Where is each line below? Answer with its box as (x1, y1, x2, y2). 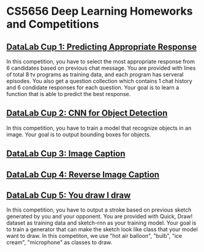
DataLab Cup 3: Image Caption (6, 149, 126, 159)
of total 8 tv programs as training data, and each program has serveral (6, 71, 184, 78)
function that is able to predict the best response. (6, 91, 131, 97)
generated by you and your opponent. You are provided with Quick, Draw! (6, 213, 193, 220)
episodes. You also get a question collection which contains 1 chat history (6, 78, 193, 84)
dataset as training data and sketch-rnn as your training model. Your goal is (6, 219, 197, 227)
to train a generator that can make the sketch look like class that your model (6, 226, 198, 233)
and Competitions (6, 17, 99, 31)
